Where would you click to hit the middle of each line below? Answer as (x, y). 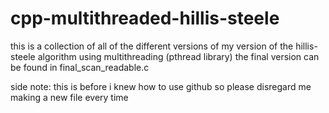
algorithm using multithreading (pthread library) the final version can (178, 56)
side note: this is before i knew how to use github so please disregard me (161, 86)
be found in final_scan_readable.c (80, 67)
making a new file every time (69, 97)
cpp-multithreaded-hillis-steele (145, 18)
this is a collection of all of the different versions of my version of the (152, 46)
